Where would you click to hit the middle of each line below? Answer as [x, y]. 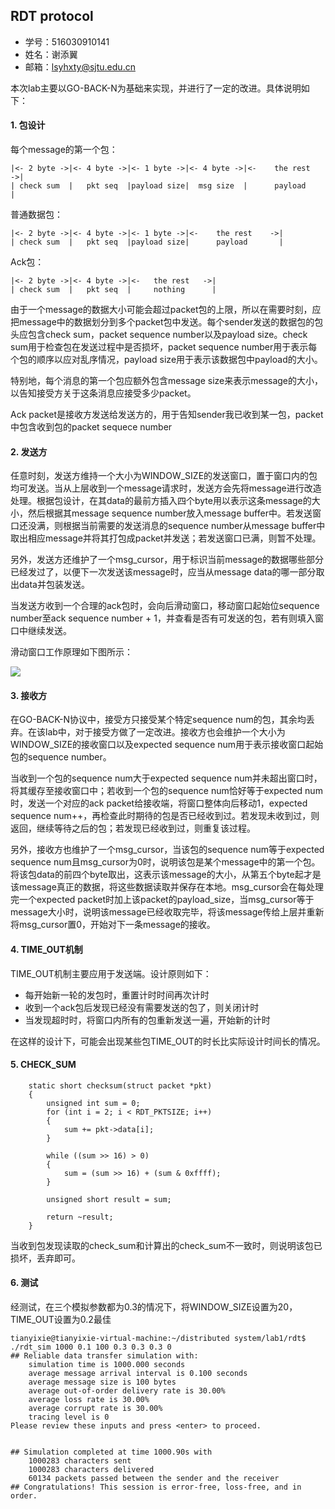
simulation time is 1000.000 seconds [107, 1365]
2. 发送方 [29, 451]
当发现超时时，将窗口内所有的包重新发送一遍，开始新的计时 [147, 1020]
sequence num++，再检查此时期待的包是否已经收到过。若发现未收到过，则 [165, 816]
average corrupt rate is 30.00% [95, 1409]
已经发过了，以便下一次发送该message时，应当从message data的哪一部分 [163, 572]
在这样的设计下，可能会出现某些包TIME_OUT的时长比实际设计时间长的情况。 [168, 1041]
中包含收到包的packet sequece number [91, 427]
